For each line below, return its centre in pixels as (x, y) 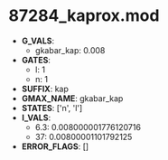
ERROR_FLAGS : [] (55, 146)
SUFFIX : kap (45, 89)
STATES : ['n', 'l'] (52, 108)
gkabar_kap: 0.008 (70, 50)
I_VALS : (36, 118)
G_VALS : (38, 41)
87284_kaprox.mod (84, 16)
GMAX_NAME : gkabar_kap (72, 98)
